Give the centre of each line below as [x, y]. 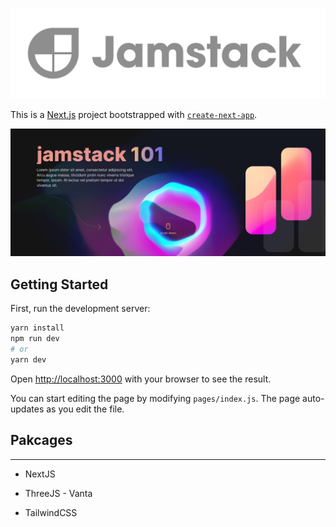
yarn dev [28, 359]
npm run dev [35, 339]
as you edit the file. [85, 409]
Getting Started [59, 284]
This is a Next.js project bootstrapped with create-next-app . [134, 114]
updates [27, 409]
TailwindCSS [51, 512]
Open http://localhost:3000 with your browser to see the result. [141, 379]
